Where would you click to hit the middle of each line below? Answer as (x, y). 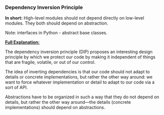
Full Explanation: (23, 42)
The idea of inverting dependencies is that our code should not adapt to (78, 72)
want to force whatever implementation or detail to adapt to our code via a (80, 82)
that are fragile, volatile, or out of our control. (50, 62)
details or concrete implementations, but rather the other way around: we (79, 77)
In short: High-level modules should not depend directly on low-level (75, 18)
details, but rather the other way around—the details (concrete (68, 102)
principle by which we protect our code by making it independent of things (80, 57)
